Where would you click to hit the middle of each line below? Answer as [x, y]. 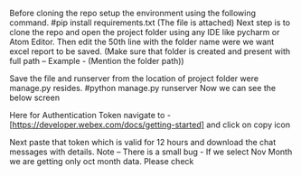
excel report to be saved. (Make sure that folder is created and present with [150, 51]
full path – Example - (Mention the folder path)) [97, 61]
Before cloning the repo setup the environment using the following [132, 13]
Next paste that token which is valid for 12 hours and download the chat [143, 142]
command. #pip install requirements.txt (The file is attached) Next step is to [150, 23]
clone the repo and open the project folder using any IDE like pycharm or [145, 32]
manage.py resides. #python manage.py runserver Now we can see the [143, 88]
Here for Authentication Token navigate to [87, 115]
